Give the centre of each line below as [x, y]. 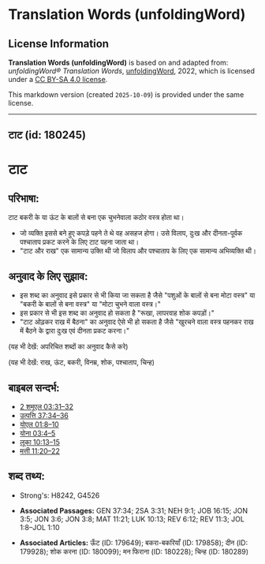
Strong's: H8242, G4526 [60, 495]
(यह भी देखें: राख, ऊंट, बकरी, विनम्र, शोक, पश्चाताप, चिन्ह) [82, 362]
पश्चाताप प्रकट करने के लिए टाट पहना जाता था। [79, 242]
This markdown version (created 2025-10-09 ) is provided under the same [126, 95]
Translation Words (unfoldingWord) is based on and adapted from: [118, 62]
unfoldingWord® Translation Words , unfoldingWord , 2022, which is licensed [131, 71]
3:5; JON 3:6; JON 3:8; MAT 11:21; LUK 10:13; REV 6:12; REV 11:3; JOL [132, 519]
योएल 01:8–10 [39, 424]
